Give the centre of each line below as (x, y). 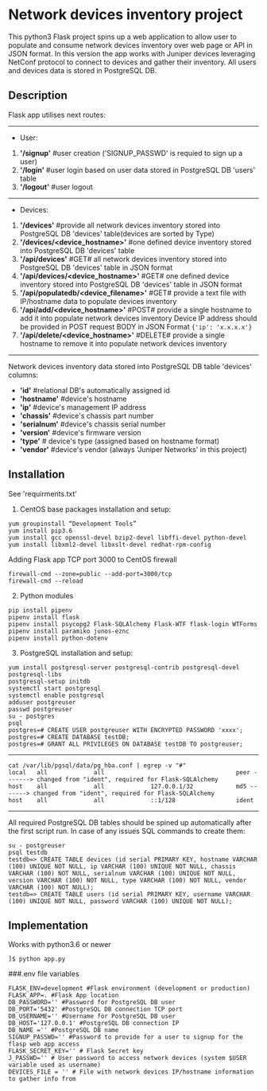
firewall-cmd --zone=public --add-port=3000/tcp (90, 574)
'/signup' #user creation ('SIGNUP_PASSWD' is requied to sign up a (131, 153)
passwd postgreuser (41, 709)
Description (38, 96)
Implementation (48, 925)
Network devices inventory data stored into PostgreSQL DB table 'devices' (130, 366)
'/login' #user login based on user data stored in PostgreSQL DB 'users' (137, 169)
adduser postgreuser (43, 702)
